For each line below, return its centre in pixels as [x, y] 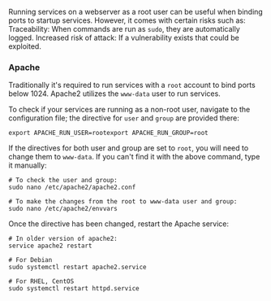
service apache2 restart [50, 246]
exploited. [25, 46]
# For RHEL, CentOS [41, 281]
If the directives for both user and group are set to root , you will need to [129, 148]
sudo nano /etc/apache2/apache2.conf [72, 188]
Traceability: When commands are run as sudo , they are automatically [125, 29]
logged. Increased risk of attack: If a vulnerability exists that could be [124, 37]
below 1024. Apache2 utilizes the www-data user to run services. [114, 94]
